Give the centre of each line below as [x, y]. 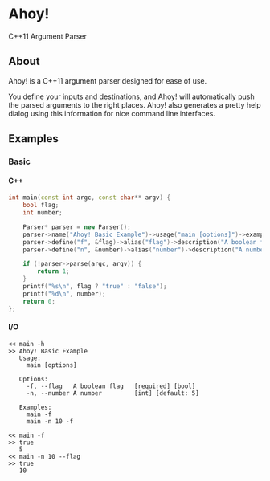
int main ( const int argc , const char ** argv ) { [90, 198]
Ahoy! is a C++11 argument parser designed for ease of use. [108, 80]
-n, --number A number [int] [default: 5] [112, 393]
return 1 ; [53, 271]
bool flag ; [41, 206]
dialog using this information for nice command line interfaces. [112, 113]
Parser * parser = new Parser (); [77, 227]
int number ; [43, 213]
